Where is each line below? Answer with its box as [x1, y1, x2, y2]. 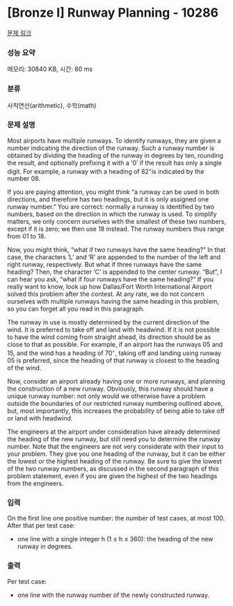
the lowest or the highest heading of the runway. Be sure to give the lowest [7, 457, 223, 466]
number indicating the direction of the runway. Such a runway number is [7, 144, 215, 152]
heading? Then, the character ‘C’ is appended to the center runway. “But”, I [7, 268, 223, 276]
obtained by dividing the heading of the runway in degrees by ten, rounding [7, 151, 224, 159]
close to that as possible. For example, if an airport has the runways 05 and [7, 341, 223, 349]
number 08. [7, 174, 40, 183]
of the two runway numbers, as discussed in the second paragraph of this [7, 464, 219, 473]
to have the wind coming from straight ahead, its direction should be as [7, 333, 211, 341]
